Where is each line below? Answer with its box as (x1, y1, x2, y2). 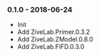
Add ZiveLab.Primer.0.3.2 (17, 28, 90, 36)
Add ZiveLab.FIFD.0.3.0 (17, 43, 85, 51)
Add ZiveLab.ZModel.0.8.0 (17, 35, 94, 44)
